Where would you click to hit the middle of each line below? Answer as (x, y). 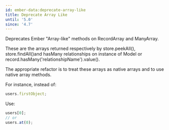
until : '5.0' (19, 19)
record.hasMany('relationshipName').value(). (52, 60)
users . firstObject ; (26, 94)
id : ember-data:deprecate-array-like (46, 10)
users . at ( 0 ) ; (19, 122)
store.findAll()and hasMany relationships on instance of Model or (74, 54)
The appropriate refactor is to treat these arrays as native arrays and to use (85, 69)
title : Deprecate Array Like (36, 15)
